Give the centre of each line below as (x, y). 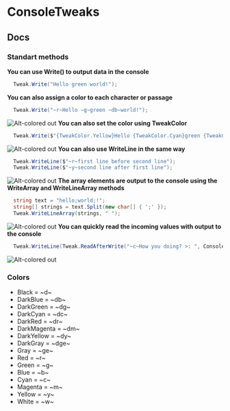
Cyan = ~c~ (34, 380)
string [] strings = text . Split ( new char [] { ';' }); (90, 207)
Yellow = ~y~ (36, 395)
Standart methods (38, 57)
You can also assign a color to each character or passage (90, 97)
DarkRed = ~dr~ (40, 321)
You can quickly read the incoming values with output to (140, 226)
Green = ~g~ (35, 365)
